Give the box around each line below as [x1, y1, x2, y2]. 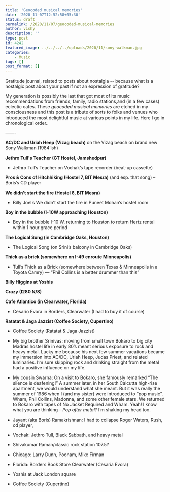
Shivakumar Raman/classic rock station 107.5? [12, 442, 109, 448]
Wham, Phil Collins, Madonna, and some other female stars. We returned [12, 396, 165, 402]
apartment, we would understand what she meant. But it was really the [12, 386, 161, 392]
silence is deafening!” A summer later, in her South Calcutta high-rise [12, 380, 157, 386]
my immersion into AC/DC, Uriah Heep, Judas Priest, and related [12, 354, 148, 360]
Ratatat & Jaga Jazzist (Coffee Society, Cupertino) [5, 318, 114, 324]
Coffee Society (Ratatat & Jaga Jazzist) [12, 328, 95, 334]
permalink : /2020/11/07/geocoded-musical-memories [5, 21, 115, 27]
